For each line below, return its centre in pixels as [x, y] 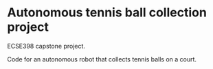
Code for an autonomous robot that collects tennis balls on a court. [102, 59]
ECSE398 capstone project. [46, 46]
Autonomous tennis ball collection [107, 13]
